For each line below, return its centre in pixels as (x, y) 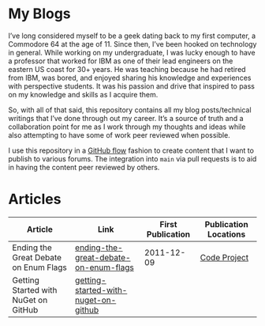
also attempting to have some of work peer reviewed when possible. (119, 135)
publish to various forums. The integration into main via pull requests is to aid (132, 158)
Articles (35, 199)
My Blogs (39, 14)
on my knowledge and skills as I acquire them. (83, 94)
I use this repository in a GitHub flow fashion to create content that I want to (131, 150)
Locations (227, 234)
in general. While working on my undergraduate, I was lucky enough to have (132, 52)
